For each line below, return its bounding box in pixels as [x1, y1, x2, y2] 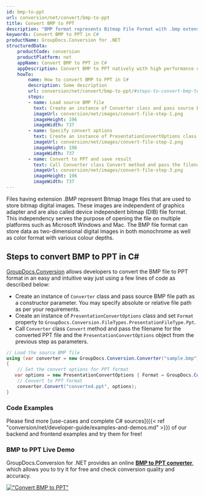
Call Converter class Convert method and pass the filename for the [15, 325, 182, 332]
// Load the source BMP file [6, 349, 80, 356]
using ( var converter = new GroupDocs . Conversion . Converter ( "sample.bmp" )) [6, 355, 202, 361]
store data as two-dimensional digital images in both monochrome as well [6, 228, 191, 235]
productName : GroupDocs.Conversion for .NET [6, 37, 121, 43]
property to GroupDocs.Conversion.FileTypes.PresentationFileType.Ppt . [15, 318, 196, 325]
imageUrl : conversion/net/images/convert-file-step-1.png [33, 111, 183, 117]
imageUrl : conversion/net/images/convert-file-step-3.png [33, 167, 183, 173]
